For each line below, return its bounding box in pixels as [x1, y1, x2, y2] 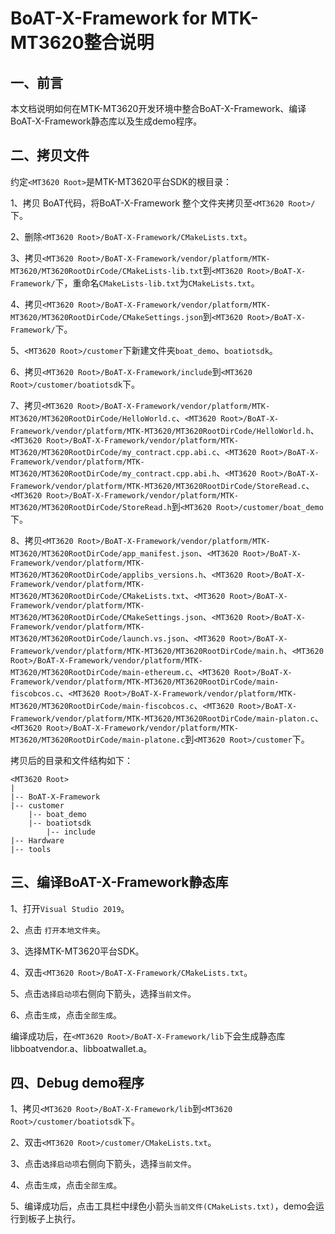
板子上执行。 [27, 1213, 81, 1225]
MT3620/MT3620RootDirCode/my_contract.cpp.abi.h [10, 468, 217, 479]
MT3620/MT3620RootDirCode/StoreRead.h [10, 502, 172, 512]
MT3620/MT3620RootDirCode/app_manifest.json [10, 548, 199, 559]
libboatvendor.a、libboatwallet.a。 [10, 1042, 153, 1054]
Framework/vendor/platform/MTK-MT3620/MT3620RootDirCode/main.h [10, 646, 284, 656]
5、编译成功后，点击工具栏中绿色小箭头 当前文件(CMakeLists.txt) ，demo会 [10, 1200, 316, 1212]
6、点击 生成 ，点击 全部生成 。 [10, 1008, 123, 1021]
